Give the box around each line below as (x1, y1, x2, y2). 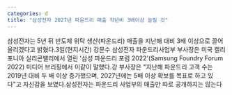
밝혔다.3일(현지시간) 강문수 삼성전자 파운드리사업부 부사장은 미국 (37, 45, 213, 53)
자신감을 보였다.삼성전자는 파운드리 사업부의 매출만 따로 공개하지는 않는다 (23, 80, 222, 88)
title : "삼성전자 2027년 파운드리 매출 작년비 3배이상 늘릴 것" (7, 17, 169, 24)
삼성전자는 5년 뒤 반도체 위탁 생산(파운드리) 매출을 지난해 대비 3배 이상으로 (7, 36, 210, 45)
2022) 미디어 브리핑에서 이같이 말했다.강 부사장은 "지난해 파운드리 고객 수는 (7, 62, 213, 71)
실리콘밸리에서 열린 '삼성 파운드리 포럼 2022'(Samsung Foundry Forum (25, 53, 224, 62)
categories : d (7, 10, 49, 17)
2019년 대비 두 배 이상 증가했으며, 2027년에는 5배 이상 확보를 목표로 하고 (7, 71, 207, 80)
